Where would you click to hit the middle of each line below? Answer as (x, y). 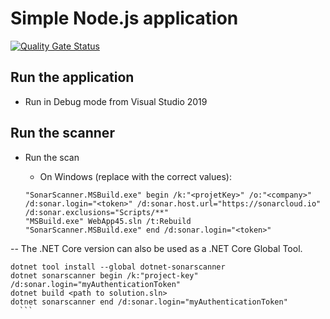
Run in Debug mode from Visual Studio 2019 (116, 101)
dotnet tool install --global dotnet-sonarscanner (118, 267)
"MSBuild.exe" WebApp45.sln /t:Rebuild (108, 221)
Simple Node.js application (124, 18)
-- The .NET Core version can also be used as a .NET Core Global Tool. (156, 248)
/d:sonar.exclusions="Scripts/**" (96, 212)
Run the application (72, 77)
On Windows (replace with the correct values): (135, 176)
